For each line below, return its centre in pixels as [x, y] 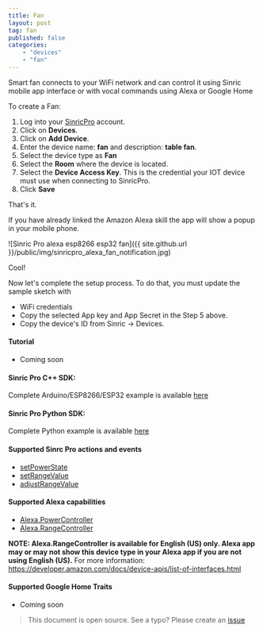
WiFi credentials [46, 306]
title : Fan [26, 15]
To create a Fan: [34, 106]
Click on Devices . [48, 130]
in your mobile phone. [44, 228]
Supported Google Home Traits [60, 587]
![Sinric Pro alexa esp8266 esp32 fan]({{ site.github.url [98, 244]
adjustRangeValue [49, 484]
